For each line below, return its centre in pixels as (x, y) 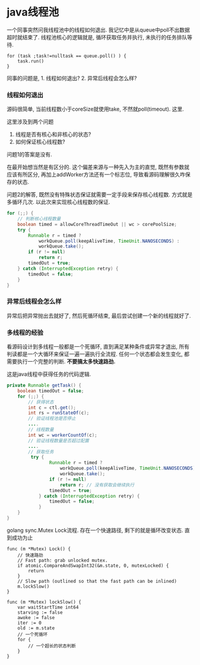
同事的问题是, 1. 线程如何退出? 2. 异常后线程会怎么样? (72, 78)
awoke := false (36, 617)
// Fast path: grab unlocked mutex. (63, 560)
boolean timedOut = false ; (51, 391)
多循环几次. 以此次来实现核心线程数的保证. (58, 202)
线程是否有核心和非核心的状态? (53, 134)
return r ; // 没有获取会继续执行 (97, 485)
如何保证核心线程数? (40, 142)
